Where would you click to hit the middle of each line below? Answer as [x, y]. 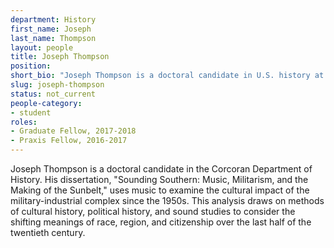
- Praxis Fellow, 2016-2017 [69, 141]
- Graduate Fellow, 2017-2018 [73, 131]
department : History [53, 19]
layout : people [42, 47]
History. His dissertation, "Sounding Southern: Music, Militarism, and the [159, 179]
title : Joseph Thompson [60, 57]
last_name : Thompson [53, 38]
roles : [24, 122]
